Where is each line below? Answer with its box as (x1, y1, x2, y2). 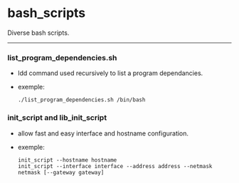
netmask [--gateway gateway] (17, 169, 105, 176)
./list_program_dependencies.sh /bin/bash (17, 96, 146, 104)
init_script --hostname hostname (17, 156, 117, 164)
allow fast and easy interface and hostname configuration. (17, 129, 189, 138)
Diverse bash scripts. (7, 28, 70, 37)
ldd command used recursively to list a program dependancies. (17, 69, 203, 77)
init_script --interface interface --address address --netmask (17, 162, 213, 170)
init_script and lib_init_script (7, 113, 107, 123)
